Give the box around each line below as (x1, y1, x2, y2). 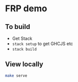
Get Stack (12, 35, 33, 41)
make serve (5, 73, 27, 78)
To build (5, 23, 30, 31)
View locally (5, 60, 43, 69)
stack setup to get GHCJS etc (12, 41, 74, 47)
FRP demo (5, 3, 48, 14)
